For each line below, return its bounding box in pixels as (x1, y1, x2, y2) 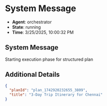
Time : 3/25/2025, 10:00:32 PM (12, 29, 74, 35)
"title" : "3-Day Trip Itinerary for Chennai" (9, 92, 103, 97)
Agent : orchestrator (12, 19, 52, 25)
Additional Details (5, 71, 60, 79)
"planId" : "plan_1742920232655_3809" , (9, 88, 88, 93)
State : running (12, 24, 41, 30)
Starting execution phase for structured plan (5, 56, 93, 62)
